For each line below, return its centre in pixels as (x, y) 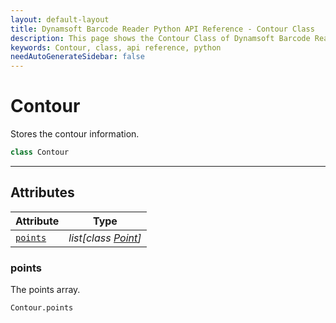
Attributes (42, 192)
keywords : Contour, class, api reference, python (116, 47)
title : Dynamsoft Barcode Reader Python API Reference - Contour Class (162, 29)
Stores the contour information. (75, 134)
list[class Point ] (105, 238)
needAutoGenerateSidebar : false (77, 57)
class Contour (40, 152)
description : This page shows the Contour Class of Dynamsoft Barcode (160, 38)
